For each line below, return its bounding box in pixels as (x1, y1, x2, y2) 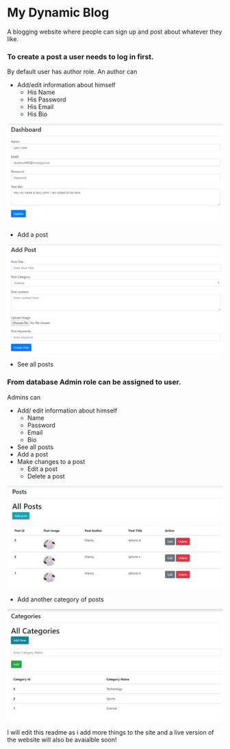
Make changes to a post (16, 457, 86, 465)
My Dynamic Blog (7, 5, 110, 21)
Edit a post (27, 465, 58, 473)
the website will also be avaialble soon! (7, 735, 117, 744)
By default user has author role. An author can (7, 67, 138, 76)
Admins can (7, 393, 41, 401)
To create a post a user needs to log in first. (7, 51, 154, 61)
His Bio (27, 110, 48, 118)
